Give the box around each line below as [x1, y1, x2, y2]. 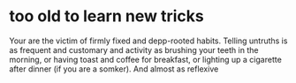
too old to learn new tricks [9, 6, 205, 26]
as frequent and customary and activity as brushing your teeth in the [9, 44, 259, 55]
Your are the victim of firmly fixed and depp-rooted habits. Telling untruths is [9, 35, 288, 46]
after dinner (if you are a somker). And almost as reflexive [9, 64, 219, 74]
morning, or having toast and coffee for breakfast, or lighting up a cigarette [9, 54, 283, 64]
